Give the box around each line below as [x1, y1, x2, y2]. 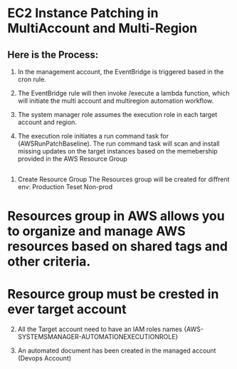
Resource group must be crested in [7, 285, 219, 302]
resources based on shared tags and [7, 238, 228, 254]
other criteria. [7, 253, 91, 269]
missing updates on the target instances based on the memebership [17, 147, 218, 155]
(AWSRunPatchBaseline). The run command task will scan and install [17, 139, 220, 148]
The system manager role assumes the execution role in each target [17, 111, 218, 118]
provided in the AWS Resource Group [17, 155, 128, 163]
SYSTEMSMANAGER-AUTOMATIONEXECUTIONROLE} [17, 332, 179, 340]
